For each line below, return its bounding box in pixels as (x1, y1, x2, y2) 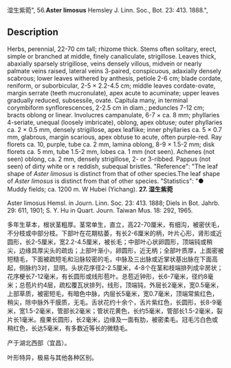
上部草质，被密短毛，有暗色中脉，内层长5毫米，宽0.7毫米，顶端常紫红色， (7, 289, 219, 298)
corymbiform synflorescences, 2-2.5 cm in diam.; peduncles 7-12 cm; (7, 103, 205, 112)
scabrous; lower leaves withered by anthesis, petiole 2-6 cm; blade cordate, (7, 74, 223, 82)
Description (7, 26, 58, 38)
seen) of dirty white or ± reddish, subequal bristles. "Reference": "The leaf (7, 162, 219, 171)
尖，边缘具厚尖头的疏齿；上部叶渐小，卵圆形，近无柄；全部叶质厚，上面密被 (7, 246, 224, 254)
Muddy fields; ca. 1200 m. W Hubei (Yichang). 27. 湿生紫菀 (7, 185, 173, 193)
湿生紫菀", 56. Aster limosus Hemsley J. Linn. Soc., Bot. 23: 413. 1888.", (7, 6, 208, 14)
